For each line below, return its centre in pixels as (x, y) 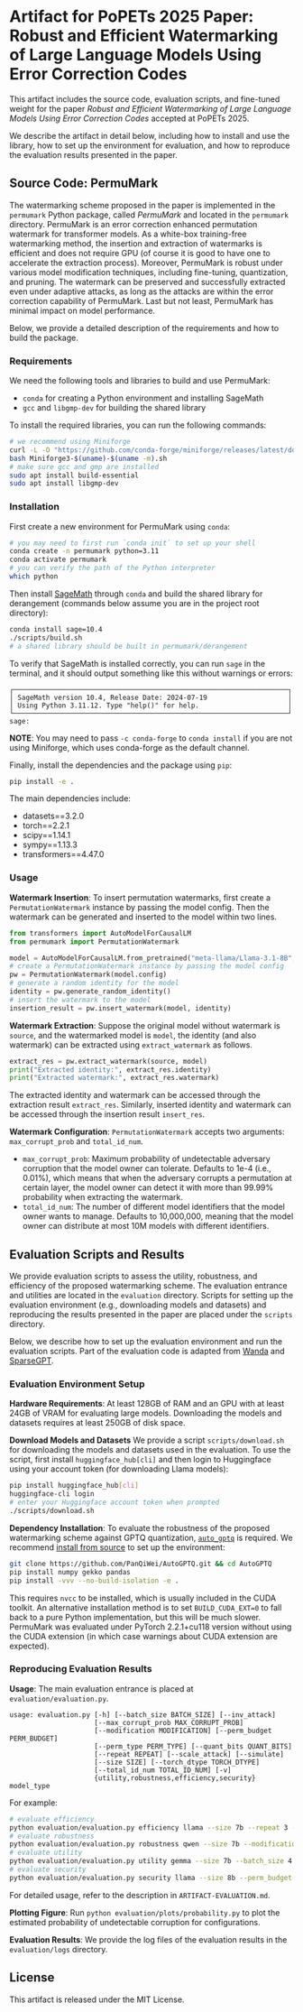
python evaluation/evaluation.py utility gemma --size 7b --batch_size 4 (151, 1861)
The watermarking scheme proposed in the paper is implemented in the (142, 205)
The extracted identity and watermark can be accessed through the (135, 1095)
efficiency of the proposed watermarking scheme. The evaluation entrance (148, 1286)
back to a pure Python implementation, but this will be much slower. (135, 1617)
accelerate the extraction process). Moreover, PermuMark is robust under (146, 263)
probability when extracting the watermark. (102, 1197)
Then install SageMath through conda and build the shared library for (136, 594)
